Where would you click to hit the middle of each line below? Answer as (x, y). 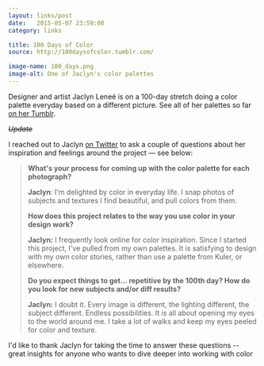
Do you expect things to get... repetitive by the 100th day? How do (139, 280)
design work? (50, 224)
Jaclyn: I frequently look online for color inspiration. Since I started (137, 239)
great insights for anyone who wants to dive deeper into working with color (131, 353)
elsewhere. (46, 265)
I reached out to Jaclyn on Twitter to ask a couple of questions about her (127, 144)
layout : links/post (40, 16)
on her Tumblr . (32, 113)
